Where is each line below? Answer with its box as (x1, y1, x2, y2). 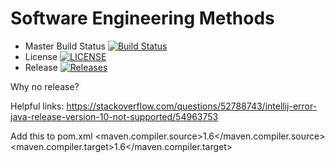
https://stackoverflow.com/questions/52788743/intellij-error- (66, 100, 318, 112)
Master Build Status (24, 40, 106, 52)
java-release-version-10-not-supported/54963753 (10, 110, 219, 122)
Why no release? (10, 80, 80, 92)
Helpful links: (10, 100, 65, 112)
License (24, 50, 58, 62)
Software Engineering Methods (10, 7, 275, 30)
